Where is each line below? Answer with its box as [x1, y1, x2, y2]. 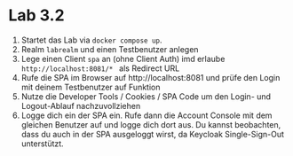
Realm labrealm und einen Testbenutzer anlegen [20, 43, 199, 54]
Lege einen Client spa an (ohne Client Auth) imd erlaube [20, 53, 226, 64]
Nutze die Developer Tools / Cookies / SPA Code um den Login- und [20, 90, 272, 102]
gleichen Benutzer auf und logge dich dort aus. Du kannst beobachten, [20, 119, 281, 129]
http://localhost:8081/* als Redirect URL [20, 63, 180, 74]
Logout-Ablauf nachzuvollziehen [20, 100, 141, 111]
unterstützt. [20, 138, 64, 149]
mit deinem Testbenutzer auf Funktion [20, 82, 161, 92]
